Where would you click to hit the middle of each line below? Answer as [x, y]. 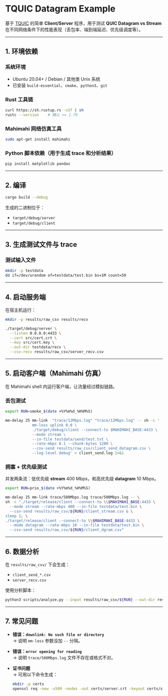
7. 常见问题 [22, 622]
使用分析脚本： [20, 590]
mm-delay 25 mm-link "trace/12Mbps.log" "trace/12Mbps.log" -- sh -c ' [82, 421]
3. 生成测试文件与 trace [41, 244]
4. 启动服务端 [25, 297]
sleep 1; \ [16, 516]
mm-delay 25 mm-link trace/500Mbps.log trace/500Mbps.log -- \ [72, 497]
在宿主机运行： [20, 310]
